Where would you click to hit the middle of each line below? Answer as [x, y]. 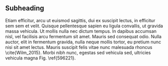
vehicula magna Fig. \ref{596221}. [40, 58]
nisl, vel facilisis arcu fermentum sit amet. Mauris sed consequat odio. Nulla [83, 36]
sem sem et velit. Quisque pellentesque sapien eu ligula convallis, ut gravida [84, 26]
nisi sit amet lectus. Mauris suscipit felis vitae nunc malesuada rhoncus [79, 47]
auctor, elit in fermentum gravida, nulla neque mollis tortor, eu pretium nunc [83, 42]
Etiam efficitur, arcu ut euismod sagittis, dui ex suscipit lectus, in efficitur [80, 20]
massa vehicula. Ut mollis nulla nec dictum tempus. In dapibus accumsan [81, 31]
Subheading [25, 8]
